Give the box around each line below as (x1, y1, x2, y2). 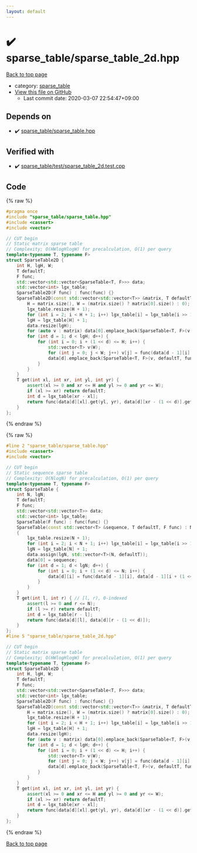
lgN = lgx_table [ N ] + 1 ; (27, 546, 88, 552)
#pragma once (6, 209, 38, 214)
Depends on (6, 111, 52, 121)
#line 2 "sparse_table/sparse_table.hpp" (6, 443, 109, 449)
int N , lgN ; (16, 492, 46, 498)
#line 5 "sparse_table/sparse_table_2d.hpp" (6, 633, 117, 639)
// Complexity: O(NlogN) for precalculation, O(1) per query (6, 475, 159, 481)
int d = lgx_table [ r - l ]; (27, 612, 93, 617)
